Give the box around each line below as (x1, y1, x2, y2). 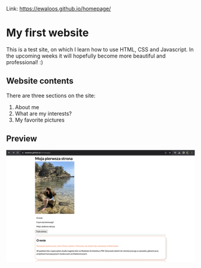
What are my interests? (14, 110, 72, 117)
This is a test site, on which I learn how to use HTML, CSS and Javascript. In (6, 46, 194, 53)
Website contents (6, 76, 74, 86)
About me (14, 103, 39, 110)
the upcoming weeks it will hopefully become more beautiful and (6, 52, 166, 59)
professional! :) (6, 58, 44, 65)
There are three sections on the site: (6, 92, 96, 99)
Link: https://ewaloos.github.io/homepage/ (6, 5, 111, 12)
